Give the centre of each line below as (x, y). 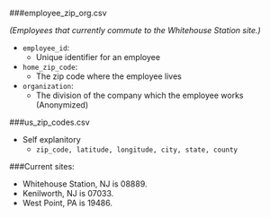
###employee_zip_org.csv (58, 13)
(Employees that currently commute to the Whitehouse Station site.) (135, 30)
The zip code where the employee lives (108, 76)
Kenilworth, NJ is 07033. (68, 193)
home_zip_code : (50, 67)
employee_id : (46, 48)
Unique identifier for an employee (98, 57)
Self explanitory (51, 139)
